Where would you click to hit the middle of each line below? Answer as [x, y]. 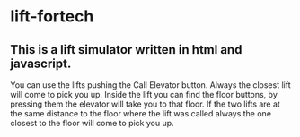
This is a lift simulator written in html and [126, 50]
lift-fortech [52, 17]
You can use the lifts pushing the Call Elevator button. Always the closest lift [150, 85]
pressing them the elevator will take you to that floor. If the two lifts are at [146, 104]
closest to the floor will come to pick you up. [92, 123]
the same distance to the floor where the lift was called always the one [141, 113]
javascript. [41, 63]
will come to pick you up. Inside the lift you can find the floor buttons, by [144, 94]
